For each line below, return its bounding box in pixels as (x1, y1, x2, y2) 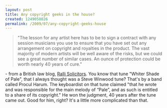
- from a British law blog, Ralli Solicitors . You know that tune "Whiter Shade (5, 71, 159, 77)
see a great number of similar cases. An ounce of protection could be (17, 56, 161, 62)
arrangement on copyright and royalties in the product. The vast (17, 45, 150, 51)
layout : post (5, 7, 32, 12)
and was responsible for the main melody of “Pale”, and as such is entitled (5, 87, 158, 93)
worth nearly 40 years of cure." (17, 61, 82, 67)
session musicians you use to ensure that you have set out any (17, 40, 147, 46)
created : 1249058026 (5, 16, 48, 21)
